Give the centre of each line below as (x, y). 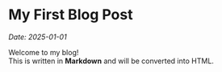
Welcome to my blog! (44, 52)
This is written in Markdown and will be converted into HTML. (111, 61)
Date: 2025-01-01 (38, 37)
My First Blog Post (71, 15)
